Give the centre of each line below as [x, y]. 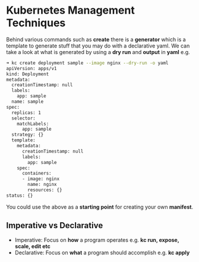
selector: [23, 118]
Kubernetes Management [70, 10]
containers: [37, 173]
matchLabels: [33, 124]
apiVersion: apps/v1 [32, 68]
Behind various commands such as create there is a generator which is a [96, 39]
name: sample [28, 102]
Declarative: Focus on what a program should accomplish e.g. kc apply [102, 252]
